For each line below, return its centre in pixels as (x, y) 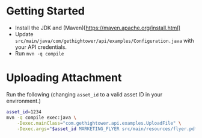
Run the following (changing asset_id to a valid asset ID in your (84, 94)
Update (24, 34)
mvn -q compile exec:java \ (41, 118)
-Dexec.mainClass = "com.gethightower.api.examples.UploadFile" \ (99, 123)
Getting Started (46, 11)
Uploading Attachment (64, 78)
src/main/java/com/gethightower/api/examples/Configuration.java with (104, 40)
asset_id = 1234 (24, 112)
